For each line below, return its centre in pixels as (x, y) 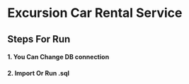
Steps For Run (39, 39)
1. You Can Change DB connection (58, 57)
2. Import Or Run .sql (38, 73)
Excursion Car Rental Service (95, 13)
